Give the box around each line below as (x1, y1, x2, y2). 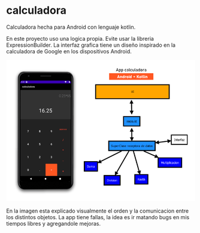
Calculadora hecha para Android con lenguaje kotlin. (6, 23, 136, 31)
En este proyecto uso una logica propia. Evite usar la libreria (6, 35, 154, 42)
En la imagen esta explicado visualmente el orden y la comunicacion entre (6, 207, 189, 214)
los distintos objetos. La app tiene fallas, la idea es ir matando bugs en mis (6, 213, 190, 220)
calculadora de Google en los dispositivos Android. (6, 47, 132, 55)
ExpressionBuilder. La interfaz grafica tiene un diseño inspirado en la (6, 41, 175, 49)
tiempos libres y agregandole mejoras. (6, 220, 101, 227)
